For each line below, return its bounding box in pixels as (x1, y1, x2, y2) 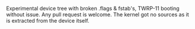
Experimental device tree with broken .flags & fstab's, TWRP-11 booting (6, 5, 180, 12)
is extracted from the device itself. (6, 17, 90, 24)
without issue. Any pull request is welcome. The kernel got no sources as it (6, 11, 190, 18)
